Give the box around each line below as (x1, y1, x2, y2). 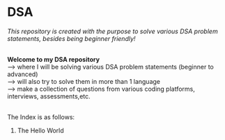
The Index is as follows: (7, 112, 75, 121)
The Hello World (17, 126, 64, 134)
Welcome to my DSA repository (7, 55, 100, 63)
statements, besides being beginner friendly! (7, 34, 136, 42)
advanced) (7, 70, 38, 78)
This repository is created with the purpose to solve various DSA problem (7, 27, 218, 35)
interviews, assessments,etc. (7, 91, 91, 100)
